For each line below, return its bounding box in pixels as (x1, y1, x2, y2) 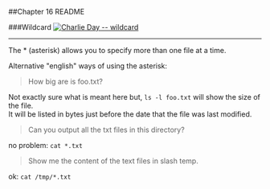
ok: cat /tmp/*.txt (8, 172, 72, 181)
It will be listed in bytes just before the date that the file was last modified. (8, 109, 252, 119)
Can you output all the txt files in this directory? (27, 125, 185, 134)
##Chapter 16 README (8, 7, 85, 16)
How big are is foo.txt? (27, 76, 103, 86)
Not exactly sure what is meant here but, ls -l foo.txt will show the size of (8, 92, 261, 101)
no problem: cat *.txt (8, 141, 83, 150)
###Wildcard (8, 23, 52, 31)
